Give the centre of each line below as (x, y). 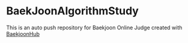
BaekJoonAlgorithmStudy (73, 11)
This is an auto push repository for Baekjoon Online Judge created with (94, 27)
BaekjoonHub (23, 33)
